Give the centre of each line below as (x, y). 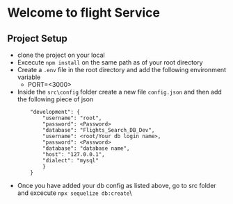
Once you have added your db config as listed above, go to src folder (117, 186)
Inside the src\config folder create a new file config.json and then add (120, 92)
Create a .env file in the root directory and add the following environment (122, 70)
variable (29, 77)
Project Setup (38, 39)
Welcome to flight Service (83, 13)
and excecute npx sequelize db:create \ (74, 193)
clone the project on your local (61, 55)
